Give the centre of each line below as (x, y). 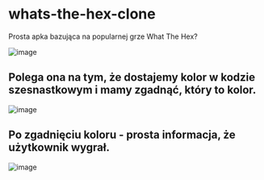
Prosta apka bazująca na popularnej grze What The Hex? (103, 36)
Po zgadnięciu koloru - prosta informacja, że (122, 135)
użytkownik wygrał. (59, 147)
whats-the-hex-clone (82, 14)
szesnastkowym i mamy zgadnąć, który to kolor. (132, 90)
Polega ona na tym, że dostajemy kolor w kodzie (132, 77)
